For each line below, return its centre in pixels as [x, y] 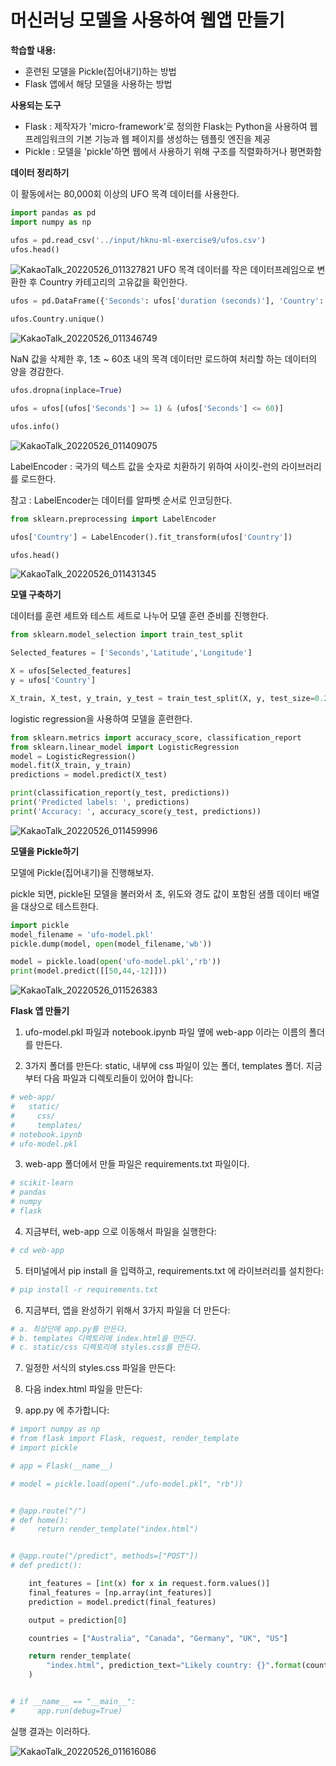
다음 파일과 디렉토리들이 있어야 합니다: [118, 1078]
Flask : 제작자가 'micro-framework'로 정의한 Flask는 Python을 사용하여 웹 [171, 126]
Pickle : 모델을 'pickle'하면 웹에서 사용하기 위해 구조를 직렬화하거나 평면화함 [173, 151]
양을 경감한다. [37, 372]
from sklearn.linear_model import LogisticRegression [125, 747]
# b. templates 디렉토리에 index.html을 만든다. [104, 1338]
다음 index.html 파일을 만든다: [83, 1389]
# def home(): [40, 1520]
